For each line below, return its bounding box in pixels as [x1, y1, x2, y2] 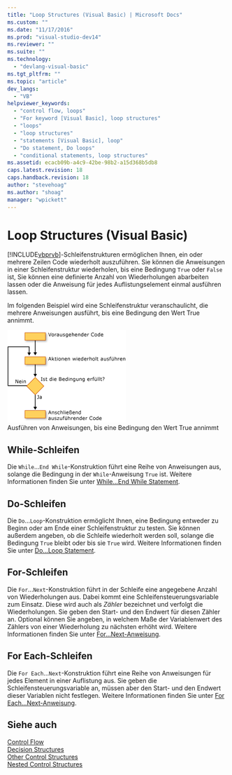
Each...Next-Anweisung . [7, 699, 77, 707]
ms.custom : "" [7, 18, 49, 26]
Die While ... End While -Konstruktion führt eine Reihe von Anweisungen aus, [7, 463, 222, 471]
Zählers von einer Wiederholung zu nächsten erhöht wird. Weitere [7, 622, 197, 631]
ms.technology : [7, 56, 52, 63]
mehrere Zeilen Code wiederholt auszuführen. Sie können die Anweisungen [7, 258, 226, 267]
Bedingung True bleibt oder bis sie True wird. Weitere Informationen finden [7, 539, 222, 547]
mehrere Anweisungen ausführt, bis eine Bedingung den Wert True [7, 309, 201, 317]
